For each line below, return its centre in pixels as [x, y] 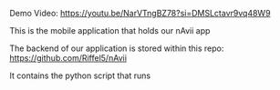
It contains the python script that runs [80, 75]
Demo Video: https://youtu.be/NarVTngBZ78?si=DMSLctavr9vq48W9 [140, 13]
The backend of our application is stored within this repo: [117, 48]
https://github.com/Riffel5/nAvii [68, 58]
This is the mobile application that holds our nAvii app [110, 30]
